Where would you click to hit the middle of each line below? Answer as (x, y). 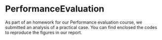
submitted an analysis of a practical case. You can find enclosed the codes (81, 27)
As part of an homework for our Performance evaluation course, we (74, 22)
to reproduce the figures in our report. (44, 32)
